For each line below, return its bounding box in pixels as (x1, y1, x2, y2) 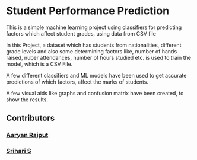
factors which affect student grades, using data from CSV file (6, 30, 156, 37)
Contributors (6, 113, 55, 123)
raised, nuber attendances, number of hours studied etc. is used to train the (6, 54, 192, 61)
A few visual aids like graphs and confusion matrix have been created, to (6, 89, 184, 97)
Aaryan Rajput (6, 131, 49, 139)
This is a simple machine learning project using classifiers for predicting (6, 24, 182, 31)
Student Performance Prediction (6, 4, 170, 18)
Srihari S (6, 147, 31, 155)
